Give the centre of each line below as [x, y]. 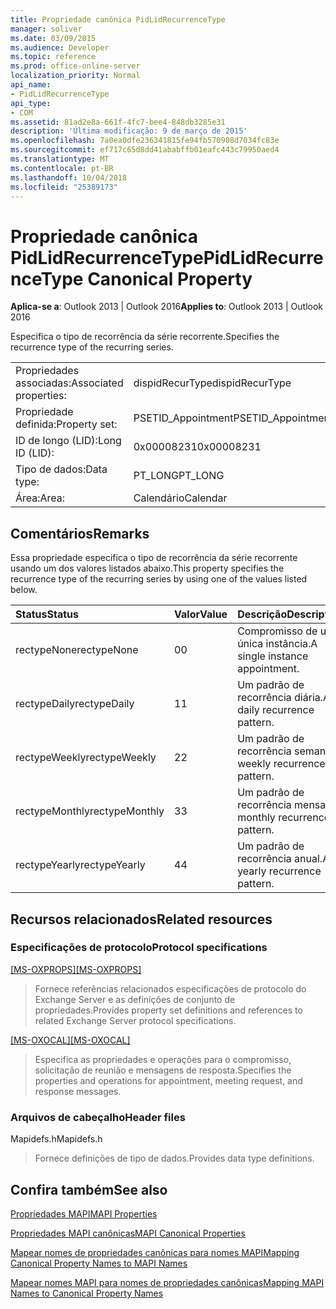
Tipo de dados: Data [61, 469]
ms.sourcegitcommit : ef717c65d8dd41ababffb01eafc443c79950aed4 [145, 150]
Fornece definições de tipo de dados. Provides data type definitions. [174, 1158]
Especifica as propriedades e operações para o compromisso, [163, 1059]
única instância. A [277, 644]
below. [24, 590]
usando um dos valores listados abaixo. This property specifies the [147, 568]
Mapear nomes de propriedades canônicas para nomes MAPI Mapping [155, 1252]
